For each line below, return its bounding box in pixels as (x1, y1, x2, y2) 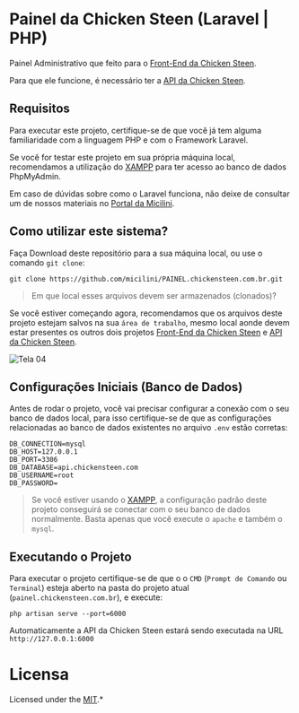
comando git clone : (9, 257, 85, 268)
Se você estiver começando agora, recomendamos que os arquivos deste (9, 308, 283, 318)
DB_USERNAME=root (9, 471, 75, 480)
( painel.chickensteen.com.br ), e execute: (9, 592, 163, 603)
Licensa (9, 665, 69, 685)
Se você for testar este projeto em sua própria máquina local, (9, 152, 236, 162)
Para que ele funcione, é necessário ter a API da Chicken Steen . (9, 74, 246, 85)
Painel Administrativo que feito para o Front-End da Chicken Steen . (9, 57, 258, 68)
